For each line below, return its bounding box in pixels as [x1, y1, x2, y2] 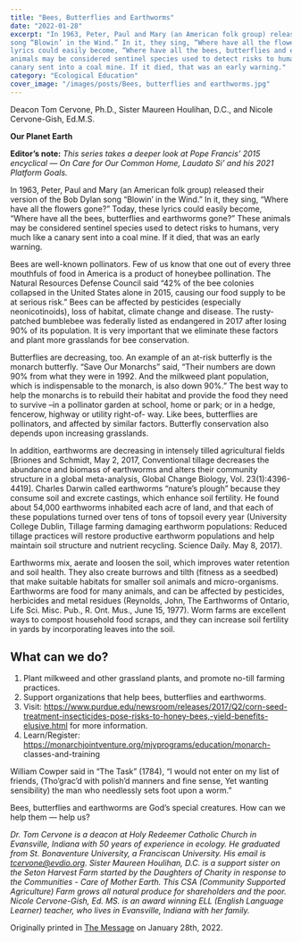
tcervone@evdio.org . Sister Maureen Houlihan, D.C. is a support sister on [10, 858, 280, 869]
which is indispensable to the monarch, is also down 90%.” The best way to [10, 380, 288, 391]
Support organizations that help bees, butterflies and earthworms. [22, 692, 267, 703]
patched [10, 315, 41, 326]
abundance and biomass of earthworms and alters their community [10, 463, 258, 474]
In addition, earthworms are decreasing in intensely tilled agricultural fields [10, 445, 285, 455]
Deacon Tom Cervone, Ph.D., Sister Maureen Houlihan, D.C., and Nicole [10, 104, 273, 114]
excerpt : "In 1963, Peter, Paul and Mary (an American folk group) [10, 29, 267, 38]
